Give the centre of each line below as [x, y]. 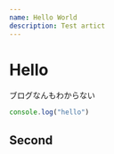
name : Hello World [43, 17]
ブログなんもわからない [52, 95]
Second [31, 140]
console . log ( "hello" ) [49, 112]
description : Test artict [57, 26]
